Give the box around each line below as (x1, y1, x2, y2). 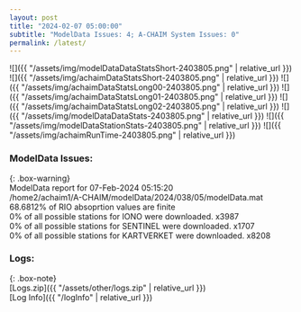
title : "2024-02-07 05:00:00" (9, 22, 123, 31)
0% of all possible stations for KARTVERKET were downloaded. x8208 (9, 230, 271, 241)
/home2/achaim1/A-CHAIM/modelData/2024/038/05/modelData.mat (9, 192, 264, 202)
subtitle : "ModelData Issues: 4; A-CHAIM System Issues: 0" (9, 30, 241, 39)
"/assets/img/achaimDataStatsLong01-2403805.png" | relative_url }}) (21, 92, 278, 103)
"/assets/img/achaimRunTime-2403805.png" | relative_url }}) (9, 129, 236, 140)
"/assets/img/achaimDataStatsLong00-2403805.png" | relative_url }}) (21, 82, 280, 93)
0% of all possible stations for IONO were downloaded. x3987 (9, 210, 240, 221)
